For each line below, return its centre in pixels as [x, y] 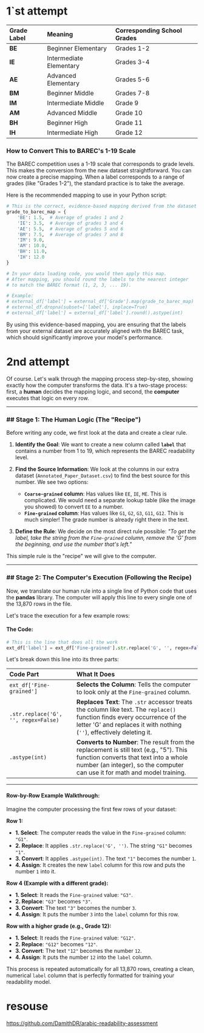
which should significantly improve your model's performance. [84, 337]
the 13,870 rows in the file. [39, 604]
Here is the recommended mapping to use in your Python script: [87, 195]
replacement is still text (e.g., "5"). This [132, 750]
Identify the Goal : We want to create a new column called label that [100, 445]
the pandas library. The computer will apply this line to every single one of [99, 597]
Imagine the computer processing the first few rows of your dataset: [92, 809]
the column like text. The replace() [126, 710]
